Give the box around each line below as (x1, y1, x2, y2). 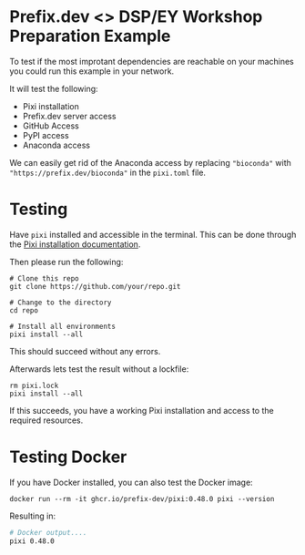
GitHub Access (22, 120, 80, 131)
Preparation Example (9, 26, 171, 46)
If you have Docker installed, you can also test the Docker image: (9, 477, 253, 488)
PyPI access (22, 129, 70, 140)
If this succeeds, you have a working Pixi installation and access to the (9, 405, 275, 416)
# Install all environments (9, 322, 117, 331)
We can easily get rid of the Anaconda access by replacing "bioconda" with (9, 157, 291, 168)
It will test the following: (9, 83, 98, 94)
